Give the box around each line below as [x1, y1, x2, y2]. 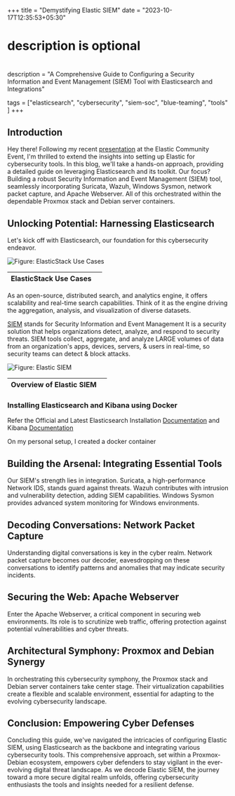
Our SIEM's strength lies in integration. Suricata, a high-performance [7, 476, 206, 485]
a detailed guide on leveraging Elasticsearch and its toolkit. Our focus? [7, 168, 211, 176]
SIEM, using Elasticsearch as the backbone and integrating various [7, 743, 201, 752]
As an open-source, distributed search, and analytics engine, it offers [7, 291, 208, 299]
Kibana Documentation [7, 424, 74, 432]
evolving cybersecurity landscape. [7, 697, 107, 706]
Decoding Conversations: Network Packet [7, 519, 195, 531]
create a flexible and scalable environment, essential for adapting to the [7, 689, 215, 698]
